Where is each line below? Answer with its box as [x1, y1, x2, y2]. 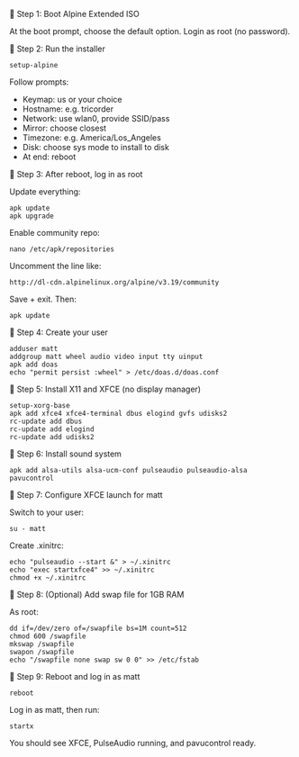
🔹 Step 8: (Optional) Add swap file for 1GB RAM [9, 590, 185, 599]
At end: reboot [22, 151, 77, 162]
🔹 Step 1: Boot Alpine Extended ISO [9, 9, 140, 19]
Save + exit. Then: [9, 293, 77, 304]
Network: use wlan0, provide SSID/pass [22, 113, 170, 123]
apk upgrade [9, 212, 54, 221]
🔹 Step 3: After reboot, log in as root [9, 169, 143, 179]
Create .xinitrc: [9, 540, 65, 551]
